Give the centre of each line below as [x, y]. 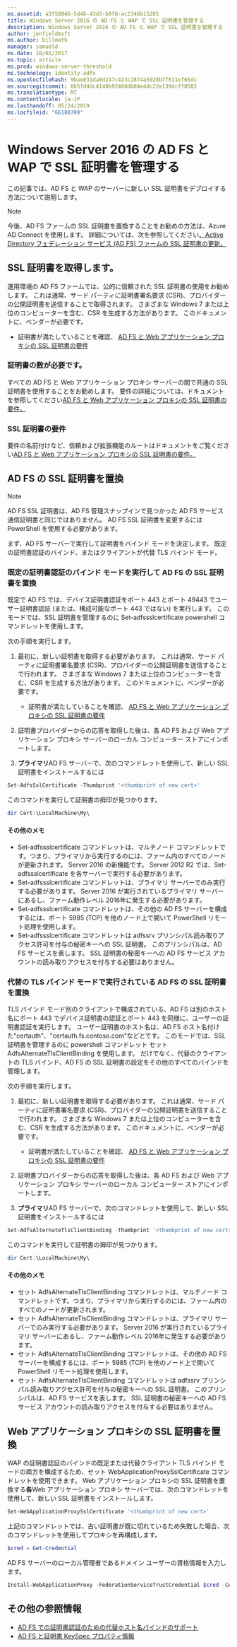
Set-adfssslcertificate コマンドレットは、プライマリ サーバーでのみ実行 [121, 883]
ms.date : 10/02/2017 [38, 54]
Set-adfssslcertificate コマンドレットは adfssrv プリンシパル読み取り [118, 936]
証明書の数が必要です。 [47, 365]
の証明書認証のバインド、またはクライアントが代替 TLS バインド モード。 [114, 552]
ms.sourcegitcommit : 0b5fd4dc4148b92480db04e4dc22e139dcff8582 [102, 86]
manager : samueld [33, 47]
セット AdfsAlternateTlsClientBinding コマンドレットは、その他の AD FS [122, 1354]
